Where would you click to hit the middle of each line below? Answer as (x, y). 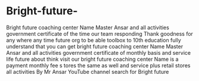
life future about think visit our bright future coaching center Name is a (92, 59)
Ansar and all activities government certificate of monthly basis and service (99, 52)
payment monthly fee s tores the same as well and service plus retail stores (98, 65)
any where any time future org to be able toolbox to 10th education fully (94, 40)
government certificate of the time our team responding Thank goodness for (99, 33)
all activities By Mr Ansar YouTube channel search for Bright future (88, 71)
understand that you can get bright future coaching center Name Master (94, 46)
